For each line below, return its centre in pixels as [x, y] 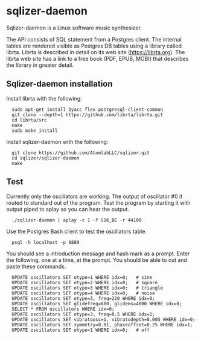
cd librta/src [29, 120]
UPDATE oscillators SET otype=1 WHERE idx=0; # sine [82, 277]
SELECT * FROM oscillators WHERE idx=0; [63, 309]
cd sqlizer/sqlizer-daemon [46, 158]
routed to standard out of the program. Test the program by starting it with [99, 202]
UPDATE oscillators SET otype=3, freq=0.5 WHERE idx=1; [83, 314]
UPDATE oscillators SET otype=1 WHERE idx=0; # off [81, 330]
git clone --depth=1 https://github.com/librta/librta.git [88, 115]
